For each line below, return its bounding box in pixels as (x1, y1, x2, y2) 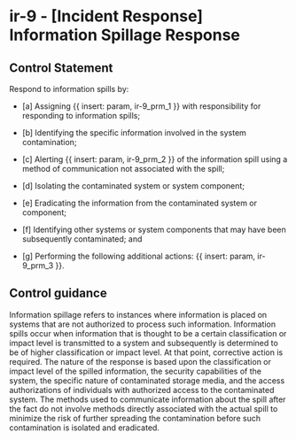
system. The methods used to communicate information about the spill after (9, 394, 286, 405)
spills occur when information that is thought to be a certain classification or (9, 328, 287, 338)
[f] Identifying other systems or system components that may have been (21, 224, 286, 235)
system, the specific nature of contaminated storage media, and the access (9, 374, 285, 386)
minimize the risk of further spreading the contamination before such (9, 413, 261, 423)
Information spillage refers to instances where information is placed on (9, 309, 268, 320)
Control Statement (9, 60, 113, 75)
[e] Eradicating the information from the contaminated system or (21, 197, 258, 208)
